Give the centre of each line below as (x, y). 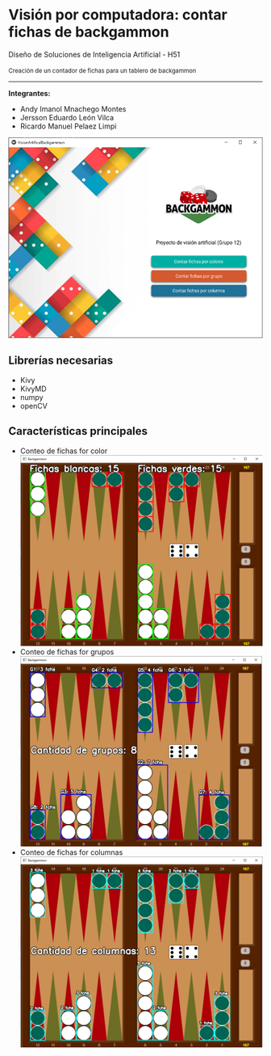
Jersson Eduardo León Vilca (67, 117)
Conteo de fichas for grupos (67, 652)
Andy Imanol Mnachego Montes (73, 109)
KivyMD (33, 389)
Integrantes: (29, 93)
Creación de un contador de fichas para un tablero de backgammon (102, 70)
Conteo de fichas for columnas (71, 852)
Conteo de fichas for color (64, 451)
